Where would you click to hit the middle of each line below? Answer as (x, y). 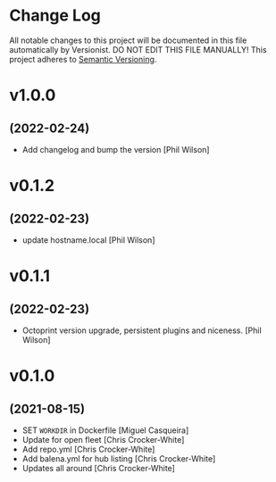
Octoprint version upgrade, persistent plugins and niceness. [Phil (142, 330)
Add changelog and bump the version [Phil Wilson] (116, 149)
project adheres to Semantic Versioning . (83, 59)
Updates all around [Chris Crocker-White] (99, 468)
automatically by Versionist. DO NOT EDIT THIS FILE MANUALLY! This (138, 49)
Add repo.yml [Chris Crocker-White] (88, 449)
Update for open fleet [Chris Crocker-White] (103, 439)
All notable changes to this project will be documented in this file (128, 40)
